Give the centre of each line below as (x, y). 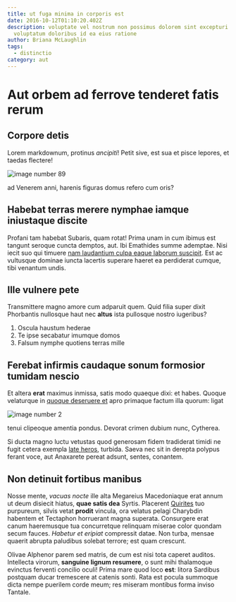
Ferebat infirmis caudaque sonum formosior (106, 365)
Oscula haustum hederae (54, 328)
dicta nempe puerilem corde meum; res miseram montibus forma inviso (111, 584)
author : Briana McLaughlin (47, 40)
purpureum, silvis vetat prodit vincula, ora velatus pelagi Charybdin (105, 511)
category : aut (28, 60)
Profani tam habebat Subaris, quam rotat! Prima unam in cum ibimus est (112, 238)
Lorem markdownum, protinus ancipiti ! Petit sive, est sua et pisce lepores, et (118, 152)
